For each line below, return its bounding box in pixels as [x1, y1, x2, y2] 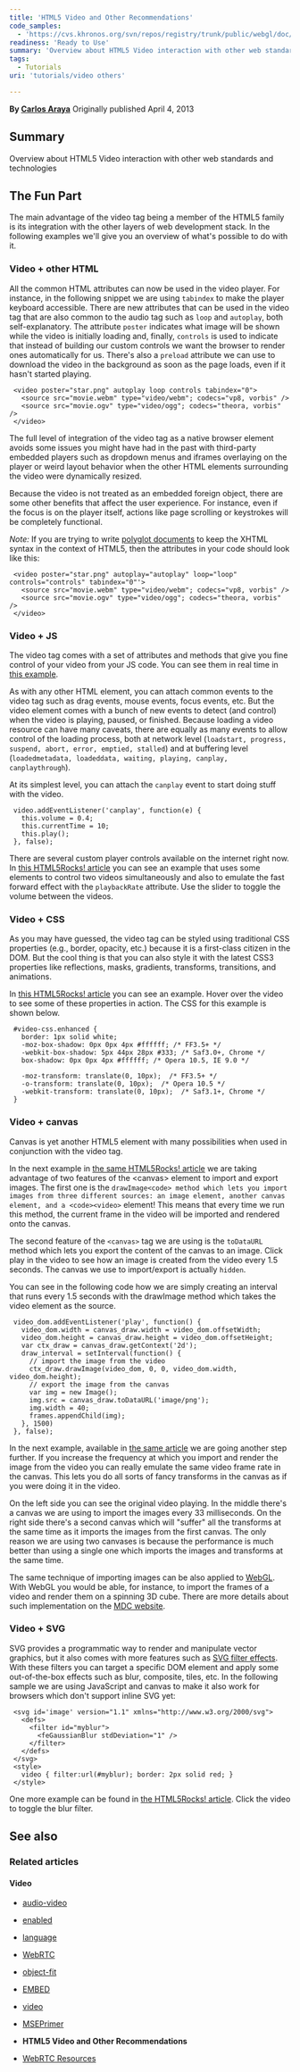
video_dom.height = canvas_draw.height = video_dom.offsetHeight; [21, 1333, 274, 1342]
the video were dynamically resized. [9, 470, 143, 481]
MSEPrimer [21, 2018, 64, 2029]
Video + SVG [9, 1622, 66, 1635]
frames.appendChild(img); [29, 1411, 126, 1420]
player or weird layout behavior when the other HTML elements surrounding [9, 461, 288, 471]
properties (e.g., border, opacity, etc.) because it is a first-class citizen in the [9, 943, 291, 953]
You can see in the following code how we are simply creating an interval [9, 1281, 279, 1292]
